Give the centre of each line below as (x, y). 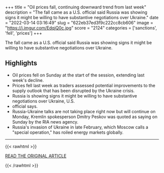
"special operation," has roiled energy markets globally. (68, 132)
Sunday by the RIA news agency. (45, 122)
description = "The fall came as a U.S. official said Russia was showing (76, 12)
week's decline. (28, 80)
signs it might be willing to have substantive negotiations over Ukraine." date (82, 17)
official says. (25, 106)
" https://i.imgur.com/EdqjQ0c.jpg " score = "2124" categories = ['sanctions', (81, 28)
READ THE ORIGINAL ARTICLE (36, 156)
